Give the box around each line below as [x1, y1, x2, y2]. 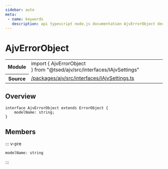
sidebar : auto [5, 7, 35, 12]
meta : [5, 12, 16, 17]
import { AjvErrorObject [30, 60, 86, 67]
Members [5, 128, 36, 136]
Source [8, 75, 26, 82]
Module [7, 63, 26, 70]
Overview [5, 92, 36, 101]
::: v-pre [5, 141, 21, 147]
